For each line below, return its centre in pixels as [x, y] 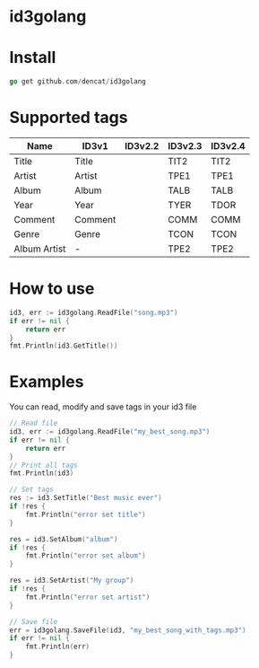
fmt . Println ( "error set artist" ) [88, 597]
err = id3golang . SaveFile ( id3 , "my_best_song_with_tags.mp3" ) [128, 630]
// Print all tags [43, 465]
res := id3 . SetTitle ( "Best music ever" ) [86, 498]
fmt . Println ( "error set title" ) [86, 514]
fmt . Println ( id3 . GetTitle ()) [64, 346]
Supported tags [69, 118]
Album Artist [40, 249]
